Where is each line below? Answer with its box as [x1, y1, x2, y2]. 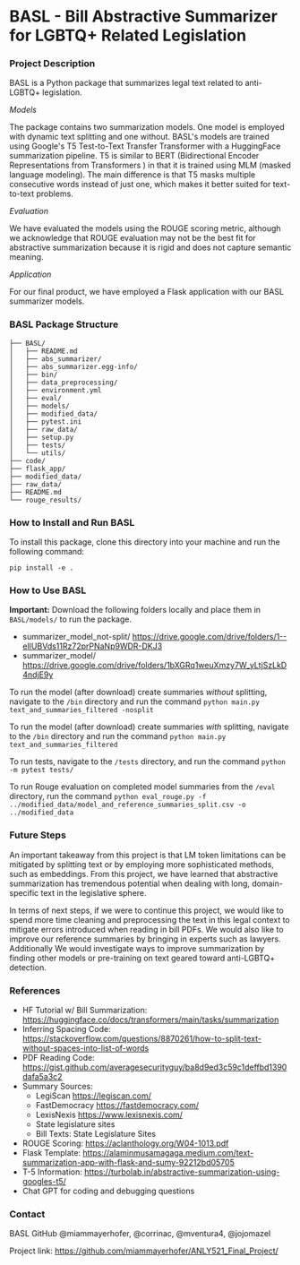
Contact [9, 1208, 46, 1220]
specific [9, 887, 39, 898]
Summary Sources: [21, 1080, 94, 1091]
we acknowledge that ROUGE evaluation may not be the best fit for [9, 233, 257, 244]
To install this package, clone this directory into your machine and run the [9, 537, 280, 547]
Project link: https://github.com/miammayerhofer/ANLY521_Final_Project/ [9, 1245, 279, 1256]
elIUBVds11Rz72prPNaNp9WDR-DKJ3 [21, 641, 163, 651]
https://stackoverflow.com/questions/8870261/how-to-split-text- [21, 1033, 262, 1044]
